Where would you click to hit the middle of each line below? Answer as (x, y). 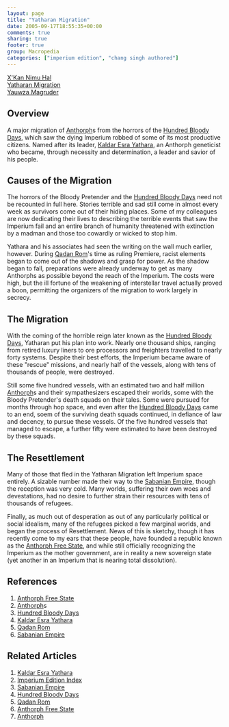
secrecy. (19, 298)
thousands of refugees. (40, 503)
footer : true (26, 45)
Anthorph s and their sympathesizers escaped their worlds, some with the (110, 393)
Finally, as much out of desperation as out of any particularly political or (108, 516)
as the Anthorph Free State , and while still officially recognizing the (102, 546)
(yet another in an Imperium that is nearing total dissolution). (92, 560)
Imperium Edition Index (49, 680)
